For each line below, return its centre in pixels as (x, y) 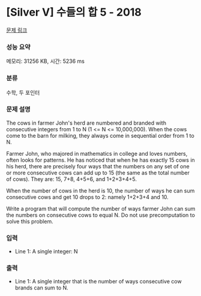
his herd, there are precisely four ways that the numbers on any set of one (98, 166)
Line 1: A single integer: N (46, 252)
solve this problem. (30, 221)
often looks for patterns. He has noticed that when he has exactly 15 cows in (100, 160)
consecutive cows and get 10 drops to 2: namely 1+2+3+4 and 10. (88, 197)
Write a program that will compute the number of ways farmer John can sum (101, 209)
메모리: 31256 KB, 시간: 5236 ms (46, 61)
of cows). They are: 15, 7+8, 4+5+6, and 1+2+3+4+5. (71, 179)
